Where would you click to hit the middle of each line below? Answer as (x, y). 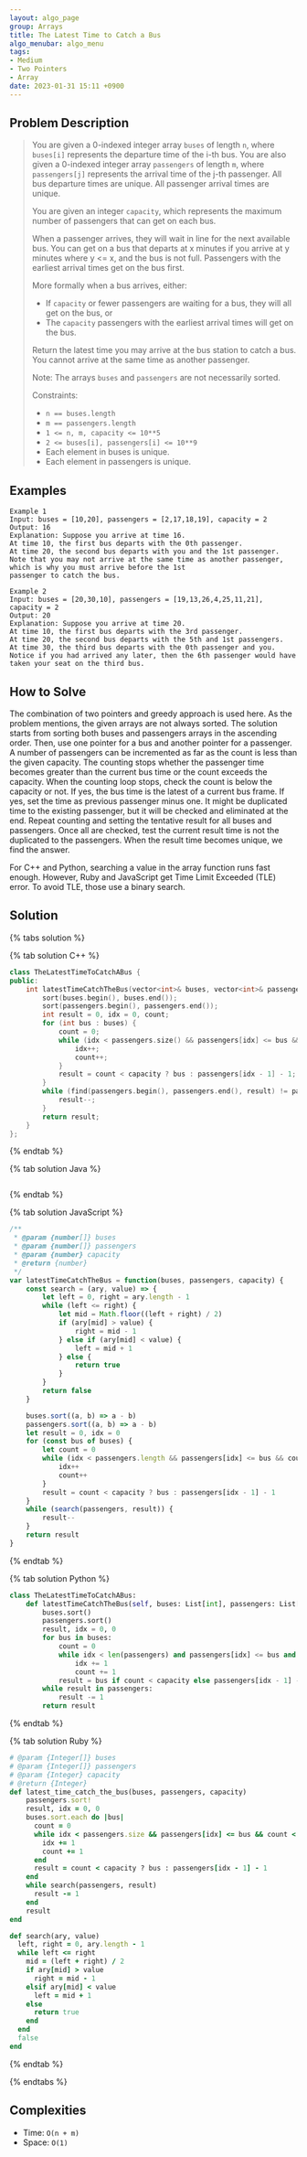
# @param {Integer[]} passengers (73, 1766)
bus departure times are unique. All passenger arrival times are (150, 184)
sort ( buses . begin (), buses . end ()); (110, 998)
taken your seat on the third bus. (77, 664)
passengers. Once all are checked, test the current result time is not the (144, 831)
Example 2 (28, 592)
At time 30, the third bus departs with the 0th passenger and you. (143, 648)
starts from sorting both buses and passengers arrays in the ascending (143, 734)
